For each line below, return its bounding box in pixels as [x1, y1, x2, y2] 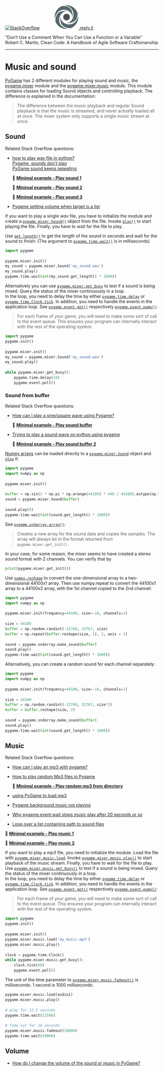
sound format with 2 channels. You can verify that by [5, 556, 112, 561]
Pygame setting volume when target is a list [12, 204, 100, 209]
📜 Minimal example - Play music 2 [5, 840, 75, 846]
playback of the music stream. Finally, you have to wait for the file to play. [5, 860, 153, 866]
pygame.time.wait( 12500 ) [5, 1013, 56, 1018]
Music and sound [5, 61, 77, 73]
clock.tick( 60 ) [14, 963, 45, 968]
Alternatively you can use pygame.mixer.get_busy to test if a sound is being [5, 283, 155, 289]
